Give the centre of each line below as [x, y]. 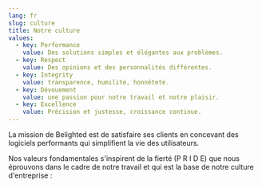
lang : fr [23, 16]
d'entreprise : [30, 175]
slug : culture [32, 23]
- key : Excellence [46, 104]
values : [21, 38]
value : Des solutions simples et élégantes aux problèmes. [123, 53]
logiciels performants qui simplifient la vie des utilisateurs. [104, 143]
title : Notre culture [44, 30]
